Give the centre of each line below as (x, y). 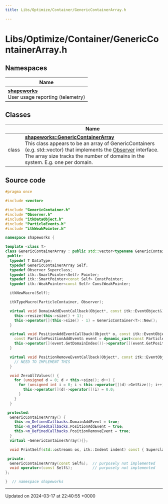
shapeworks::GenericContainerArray (69, 137)
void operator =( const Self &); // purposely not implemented (82, 468)
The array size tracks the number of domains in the (85, 156)
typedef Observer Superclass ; (41, 270)
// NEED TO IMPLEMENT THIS (42, 362)
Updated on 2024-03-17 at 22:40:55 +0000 (50, 496)
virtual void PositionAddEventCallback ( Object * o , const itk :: (77, 334)
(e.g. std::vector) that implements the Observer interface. (92, 150)
